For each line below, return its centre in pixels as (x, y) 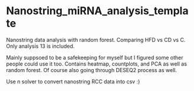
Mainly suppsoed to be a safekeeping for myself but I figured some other (95, 57)
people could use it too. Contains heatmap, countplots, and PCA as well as (97, 64)
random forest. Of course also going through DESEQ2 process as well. (91, 70)
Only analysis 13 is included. (40, 46)
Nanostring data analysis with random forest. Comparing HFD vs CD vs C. (96, 40)
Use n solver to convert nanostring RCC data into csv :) (73, 82)
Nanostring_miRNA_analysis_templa (97, 11)
